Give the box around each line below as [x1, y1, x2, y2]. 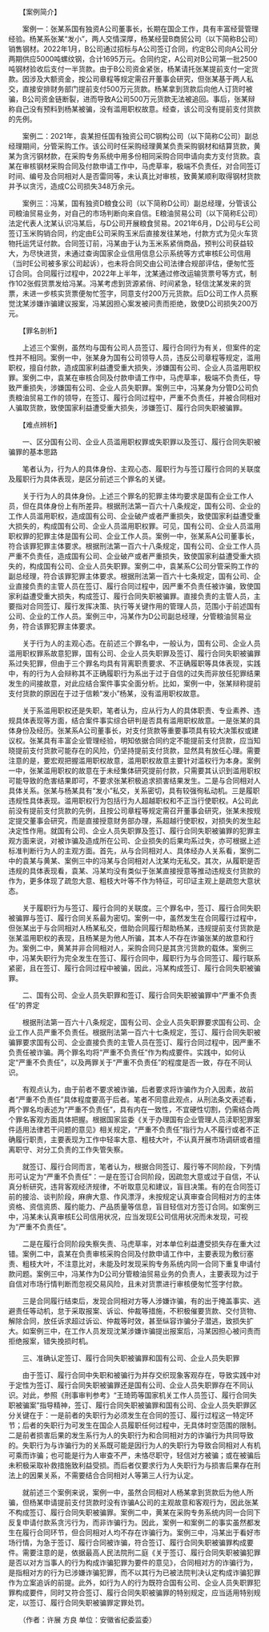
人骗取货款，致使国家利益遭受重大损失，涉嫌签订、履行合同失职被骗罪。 [8, 403, 247, 412]
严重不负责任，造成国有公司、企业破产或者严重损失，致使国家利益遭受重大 [8, 552, 254, 561]
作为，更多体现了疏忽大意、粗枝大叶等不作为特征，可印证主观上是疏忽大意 [8, 877, 254, 885]
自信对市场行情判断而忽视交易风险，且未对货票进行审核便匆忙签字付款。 [8, 1279, 247, 1289]
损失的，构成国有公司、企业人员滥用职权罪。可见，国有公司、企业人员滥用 [14, 521, 261, 531]
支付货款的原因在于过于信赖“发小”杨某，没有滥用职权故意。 [8, 689, 204, 698]
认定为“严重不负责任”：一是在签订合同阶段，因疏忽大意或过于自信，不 [22, 1172, 254, 1181]
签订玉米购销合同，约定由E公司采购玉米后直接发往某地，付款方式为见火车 [8, 229, 251, 238]
